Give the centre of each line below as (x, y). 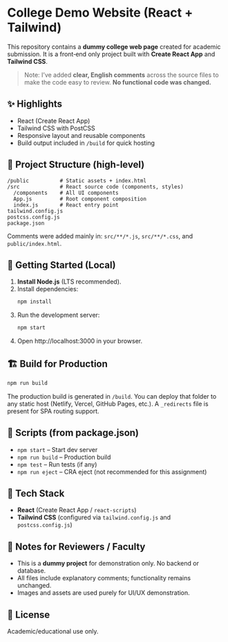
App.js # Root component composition (80, 199)
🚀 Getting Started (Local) (61, 265)
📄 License (29, 615)
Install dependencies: (48, 289)
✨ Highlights (35, 104)
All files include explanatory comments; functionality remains (104, 578)
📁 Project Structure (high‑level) (76, 165)
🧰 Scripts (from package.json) (73, 433)
